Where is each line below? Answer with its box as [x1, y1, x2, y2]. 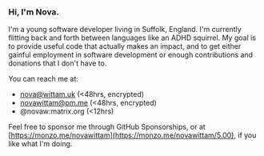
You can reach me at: [8, 74, 78, 84]
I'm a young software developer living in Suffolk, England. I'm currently [8, 25, 242, 34]
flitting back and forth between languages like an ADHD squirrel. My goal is [8, 33, 256, 42]
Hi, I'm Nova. [8, 6, 60, 18]
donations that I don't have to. [8, 58, 107, 68]
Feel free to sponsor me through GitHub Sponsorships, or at [8, 122, 206, 132]
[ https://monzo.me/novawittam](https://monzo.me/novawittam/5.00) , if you [8, 130, 257, 140]
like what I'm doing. [8, 139, 73, 149]
